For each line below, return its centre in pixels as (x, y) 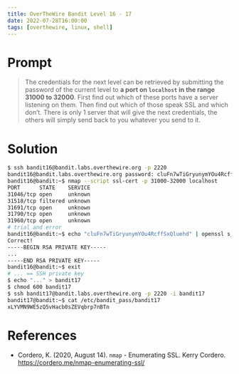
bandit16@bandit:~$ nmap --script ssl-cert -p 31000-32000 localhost (113, 181)
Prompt (30, 62)
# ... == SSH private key (46, 274)
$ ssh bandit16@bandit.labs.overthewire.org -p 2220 (87, 168)
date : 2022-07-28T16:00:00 (47, 21)
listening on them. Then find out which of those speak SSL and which (127, 105)
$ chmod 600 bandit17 (39, 287)
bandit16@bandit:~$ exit (44, 267)
